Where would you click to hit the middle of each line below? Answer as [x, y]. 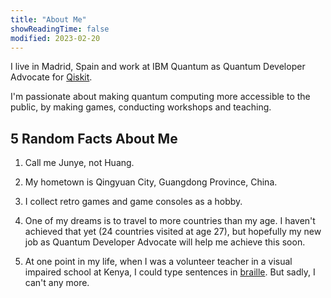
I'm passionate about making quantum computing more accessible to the [160, 97]
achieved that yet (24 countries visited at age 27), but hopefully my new [173, 232]
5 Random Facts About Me [94, 138]
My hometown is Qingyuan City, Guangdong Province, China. [151, 182]
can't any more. [57, 283]
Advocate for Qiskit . [51, 77]
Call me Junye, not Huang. [79, 163]
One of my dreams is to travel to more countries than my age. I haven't [170, 221]
